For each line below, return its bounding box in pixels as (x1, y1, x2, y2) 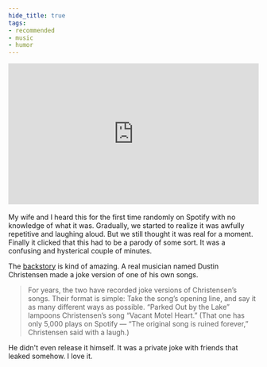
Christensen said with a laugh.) (27, 327, 130, 337)
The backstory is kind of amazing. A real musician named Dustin (8, 261, 219, 271)
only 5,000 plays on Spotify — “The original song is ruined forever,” (27, 319, 249, 328)
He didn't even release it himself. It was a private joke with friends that (8, 342, 238, 352)
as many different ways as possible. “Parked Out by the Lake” (27, 302, 230, 311)
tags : (8, 19, 26, 27)
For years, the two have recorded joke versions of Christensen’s (27, 285, 237, 295)
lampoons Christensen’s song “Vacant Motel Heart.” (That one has (27, 311, 245, 320)
